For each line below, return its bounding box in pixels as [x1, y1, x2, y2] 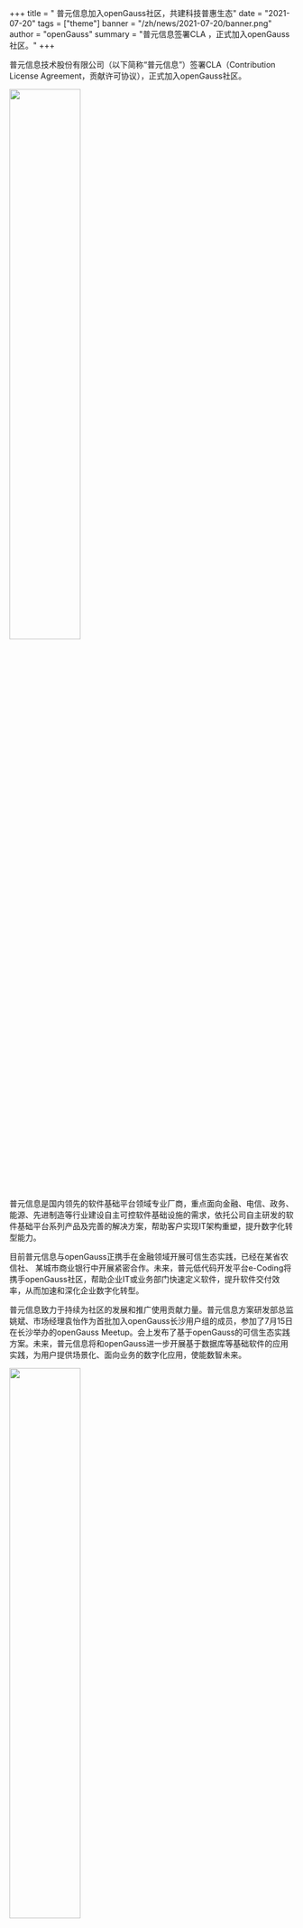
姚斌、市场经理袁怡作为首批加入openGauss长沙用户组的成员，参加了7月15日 [9, 1316, 293, 1326]
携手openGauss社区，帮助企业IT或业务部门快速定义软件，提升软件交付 [9, 1274, 272, 1284]
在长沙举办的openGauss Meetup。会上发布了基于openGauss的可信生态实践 [9, 1327, 290, 1337]
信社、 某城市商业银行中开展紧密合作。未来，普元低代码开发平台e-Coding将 [9, 1262, 291, 1273]
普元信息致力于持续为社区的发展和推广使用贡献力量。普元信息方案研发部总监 [9, 1304, 294, 1315]
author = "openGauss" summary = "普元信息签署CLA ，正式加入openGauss [9, 29, 290, 39]
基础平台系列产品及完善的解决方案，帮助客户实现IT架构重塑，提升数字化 [16, 1221, 286, 1231]
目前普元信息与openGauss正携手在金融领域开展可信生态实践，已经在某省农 [9, 1252, 289, 1262]
